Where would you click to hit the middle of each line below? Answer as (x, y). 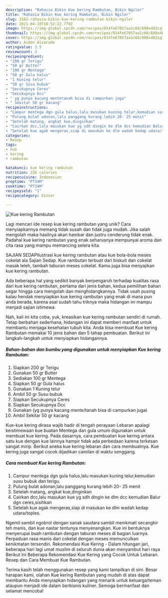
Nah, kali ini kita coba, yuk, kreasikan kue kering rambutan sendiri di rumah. (84, 317)
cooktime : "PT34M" (25, 186)
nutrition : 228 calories (31, 172)
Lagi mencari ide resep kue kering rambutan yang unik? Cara (68, 224)
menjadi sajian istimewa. (31, 307)
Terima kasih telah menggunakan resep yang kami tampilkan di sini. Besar (82, 569)
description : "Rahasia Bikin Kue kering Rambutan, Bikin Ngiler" (75, 10)
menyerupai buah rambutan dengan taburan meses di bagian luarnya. (77, 533)
